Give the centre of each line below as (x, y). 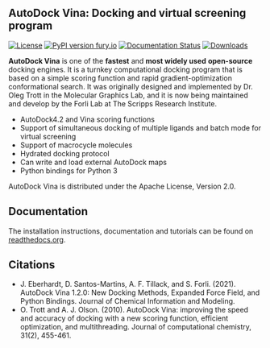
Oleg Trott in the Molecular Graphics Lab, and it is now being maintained (128, 95)
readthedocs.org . (37, 239)
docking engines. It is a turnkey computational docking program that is (126, 69)
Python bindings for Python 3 (69, 170)
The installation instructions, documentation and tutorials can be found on (131, 231)
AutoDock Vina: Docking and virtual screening (127, 13)
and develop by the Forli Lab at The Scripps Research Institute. (113, 103)
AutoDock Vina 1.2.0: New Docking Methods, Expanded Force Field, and (140, 292)
